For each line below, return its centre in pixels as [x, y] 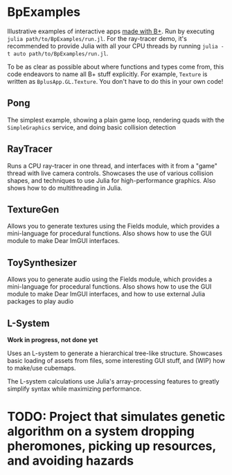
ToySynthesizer [42, 263]
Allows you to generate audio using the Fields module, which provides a [110, 279]
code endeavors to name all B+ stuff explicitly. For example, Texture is [107, 74]
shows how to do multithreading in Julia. [65, 188]
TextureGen [33, 209]
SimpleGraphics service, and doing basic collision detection [92, 127]
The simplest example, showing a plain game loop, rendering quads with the [116, 120]
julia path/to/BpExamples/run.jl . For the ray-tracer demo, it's [97, 38]
